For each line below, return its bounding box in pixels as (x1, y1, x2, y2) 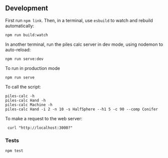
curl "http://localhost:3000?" (7, 125, 73, 130)
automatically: (5, 23, 34, 29)
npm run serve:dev (5, 56, 44, 61)
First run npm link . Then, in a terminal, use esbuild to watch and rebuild (5, 17, 153, 23)
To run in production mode (5, 65, 60, 71)
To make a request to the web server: (5, 115, 83, 121)
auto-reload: (5, 46, 31, 52)
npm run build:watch (5, 32, 49, 37)
